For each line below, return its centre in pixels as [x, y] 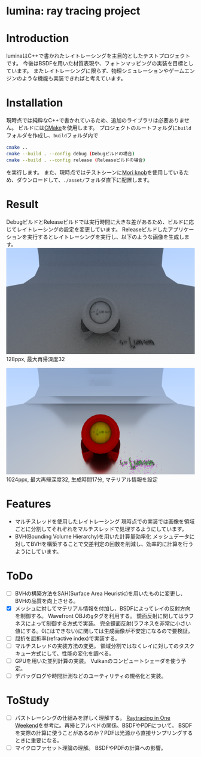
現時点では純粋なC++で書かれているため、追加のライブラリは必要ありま [95, 121]
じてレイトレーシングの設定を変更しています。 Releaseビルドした [87, 229]
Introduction [38, 39]
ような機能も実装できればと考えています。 [74, 79]
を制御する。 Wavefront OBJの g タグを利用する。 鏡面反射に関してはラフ [104, 615]
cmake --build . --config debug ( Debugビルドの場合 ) [71, 154]
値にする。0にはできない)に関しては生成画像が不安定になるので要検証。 [104, 630]
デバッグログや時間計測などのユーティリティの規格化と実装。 [91, 675]
